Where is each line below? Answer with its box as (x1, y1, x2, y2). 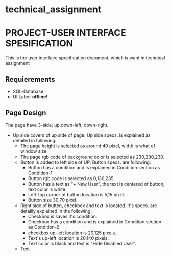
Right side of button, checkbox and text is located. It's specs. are (20, 202, 157, 209)
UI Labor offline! (12, 93, 48, 100)
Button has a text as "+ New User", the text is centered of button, (28, 181, 165, 187)
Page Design (5, 109, 46, 117)
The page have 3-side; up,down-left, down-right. (5, 122, 109, 128)
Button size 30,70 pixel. (28, 197, 78, 203)
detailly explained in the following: (20, 208, 92, 214)
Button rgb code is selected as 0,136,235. (28, 175, 115, 182)
